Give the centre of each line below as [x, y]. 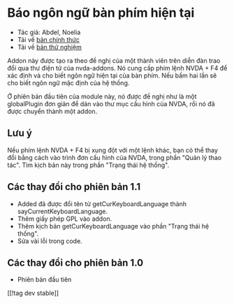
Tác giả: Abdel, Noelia [49, 32]
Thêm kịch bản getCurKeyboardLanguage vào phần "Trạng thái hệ [113, 226]
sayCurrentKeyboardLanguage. [63, 211]
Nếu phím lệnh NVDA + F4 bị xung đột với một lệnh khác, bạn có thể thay [113, 150]
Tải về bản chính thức [49, 39]
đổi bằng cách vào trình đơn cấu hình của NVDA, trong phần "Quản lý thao [115, 157]
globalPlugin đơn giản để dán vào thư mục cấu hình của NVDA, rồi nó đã [111, 103]
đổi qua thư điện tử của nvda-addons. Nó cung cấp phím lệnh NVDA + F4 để [117, 68]
